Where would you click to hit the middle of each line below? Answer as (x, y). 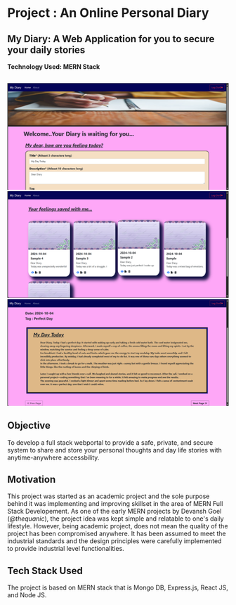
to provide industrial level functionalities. (66, 549)
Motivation (32, 480)
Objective (29, 425)
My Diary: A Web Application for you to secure (111, 39)
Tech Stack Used (45, 571)
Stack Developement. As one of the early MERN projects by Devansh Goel (114, 512)
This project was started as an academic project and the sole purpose (109, 496)
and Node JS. (27, 595)
